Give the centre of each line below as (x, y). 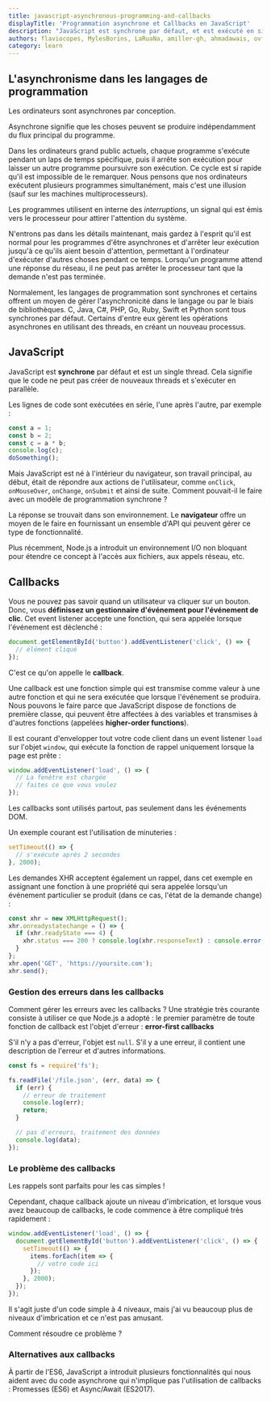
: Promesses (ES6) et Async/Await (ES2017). (82, 1389)
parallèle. (24, 388)
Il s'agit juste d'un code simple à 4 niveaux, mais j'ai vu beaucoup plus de (131, 1309)
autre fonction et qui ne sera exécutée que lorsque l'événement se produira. (134, 697)
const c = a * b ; (38, 443)
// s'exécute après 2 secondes (68, 854)
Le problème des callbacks (62, 1168)
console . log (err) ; (54, 1103)
